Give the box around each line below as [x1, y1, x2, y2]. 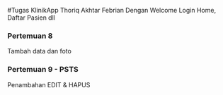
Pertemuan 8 [7, 31, 53, 41]
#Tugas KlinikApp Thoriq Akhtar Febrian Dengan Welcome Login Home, [7, 6, 217, 14]
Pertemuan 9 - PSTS [7, 65, 79, 75]
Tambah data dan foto [7, 47, 72, 56]
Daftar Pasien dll [7, 13, 55, 22]
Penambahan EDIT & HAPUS [7, 80, 91, 89]
